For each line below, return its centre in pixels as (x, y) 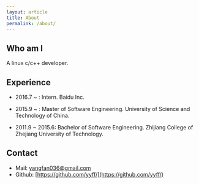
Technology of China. (42, 115)
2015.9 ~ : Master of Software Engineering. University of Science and (103, 109)
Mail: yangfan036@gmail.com (53, 168)
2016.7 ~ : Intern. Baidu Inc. (50, 97)
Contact (22, 153)
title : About (23, 18)
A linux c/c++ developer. (37, 63)
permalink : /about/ (31, 23)
